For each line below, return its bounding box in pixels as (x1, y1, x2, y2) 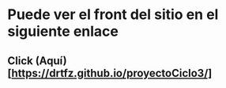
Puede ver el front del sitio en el (7, 6, 219, 24)
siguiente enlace (7, 22, 119, 40)
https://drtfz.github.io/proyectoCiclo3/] (10, 66, 213, 80)
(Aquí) (35, 54, 68, 67)
